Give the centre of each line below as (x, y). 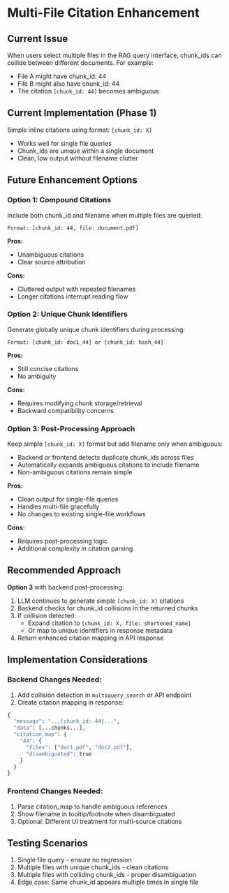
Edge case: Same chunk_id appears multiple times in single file (108, 882)
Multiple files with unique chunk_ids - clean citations (93, 867)
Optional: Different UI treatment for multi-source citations (99, 821)
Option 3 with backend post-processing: (66, 587)
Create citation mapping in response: (71, 702)
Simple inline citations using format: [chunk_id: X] (80, 130)
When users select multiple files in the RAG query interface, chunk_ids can (114, 55)
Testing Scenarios (48, 843)
